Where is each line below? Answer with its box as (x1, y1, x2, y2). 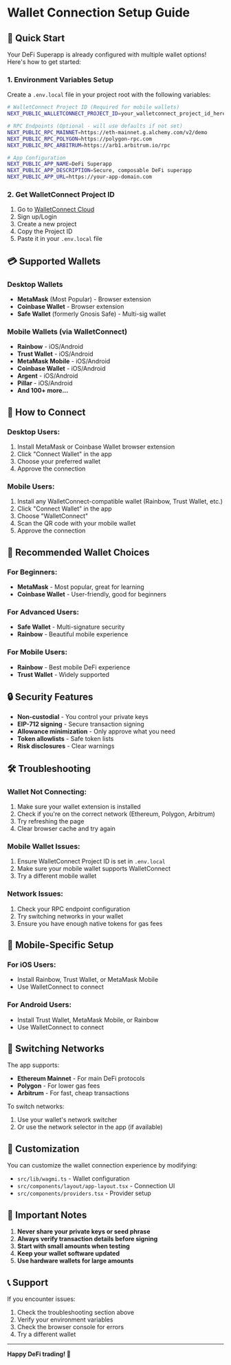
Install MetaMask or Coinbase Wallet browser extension (16, 442, 175, 451)
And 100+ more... (16, 387, 69, 395)
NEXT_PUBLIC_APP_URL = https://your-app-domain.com (7, 173, 153, 180)
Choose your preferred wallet (16, 458, 101, 466)
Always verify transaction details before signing (16, 1235, 158, 1243)
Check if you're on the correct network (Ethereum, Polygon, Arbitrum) (16, 810, 215, 818)
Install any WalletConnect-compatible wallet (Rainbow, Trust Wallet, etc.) (16, 497, 223, 506)
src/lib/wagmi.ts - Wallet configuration (16, 1174, 130, 1183)
